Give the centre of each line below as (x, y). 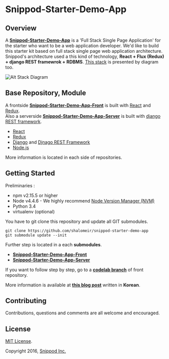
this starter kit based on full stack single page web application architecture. (84, 51)
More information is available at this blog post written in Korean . (73, 285)
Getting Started (30, 173)
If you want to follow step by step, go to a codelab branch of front (74, 270)
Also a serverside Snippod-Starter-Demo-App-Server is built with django (83, 116)
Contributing (26, 301)
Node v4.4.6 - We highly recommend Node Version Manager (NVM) (83, 201)
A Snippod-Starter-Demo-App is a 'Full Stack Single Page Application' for (83, 40)
